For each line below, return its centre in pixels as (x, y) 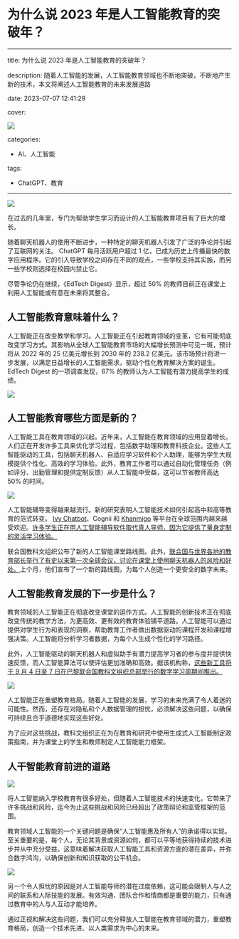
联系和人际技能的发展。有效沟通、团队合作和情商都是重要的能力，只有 (122, 895)
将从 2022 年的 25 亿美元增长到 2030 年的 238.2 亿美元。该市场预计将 (111, 354)
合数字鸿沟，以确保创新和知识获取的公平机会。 (76, 858)
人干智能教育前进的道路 (59, 766)
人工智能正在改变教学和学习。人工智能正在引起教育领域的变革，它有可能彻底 (119, 336)
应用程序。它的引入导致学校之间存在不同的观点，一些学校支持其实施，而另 (122, 260)
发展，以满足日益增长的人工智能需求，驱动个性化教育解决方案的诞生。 (116, 362)
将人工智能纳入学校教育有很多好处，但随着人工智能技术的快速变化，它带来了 (119, 798)
